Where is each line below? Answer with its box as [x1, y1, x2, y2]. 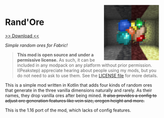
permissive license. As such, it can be [17, 57, 95, 63]
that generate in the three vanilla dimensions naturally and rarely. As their [5, 87, 152, 93]
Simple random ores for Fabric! [5, 42, 68, 48]
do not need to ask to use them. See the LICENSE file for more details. [17, 72, 158, 78]
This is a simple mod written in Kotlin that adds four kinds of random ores [5, 82, 152, 88]
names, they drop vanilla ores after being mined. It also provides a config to [5, 93, 157, 98]
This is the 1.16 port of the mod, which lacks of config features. [5, 107, 131, 113]
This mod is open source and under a [17, 51, 94, 58]
